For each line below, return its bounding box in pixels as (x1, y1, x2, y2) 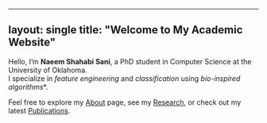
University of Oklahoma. (8, 65, 87, 75)
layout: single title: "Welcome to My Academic (8, 23, 243, 37)
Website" (8, 36, 56, 49)
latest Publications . (8, 106, 71, 115)
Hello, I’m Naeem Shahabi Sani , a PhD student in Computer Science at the (8, 56, 252, 66)
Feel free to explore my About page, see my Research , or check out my (8, 97, 242, 107)
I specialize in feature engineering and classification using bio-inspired (8, 73, 241, 83)
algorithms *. (8, 82, 48, 91)
